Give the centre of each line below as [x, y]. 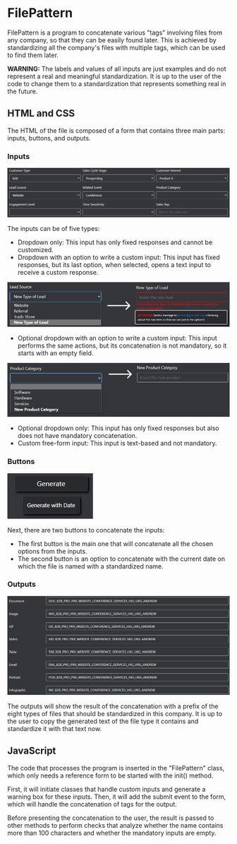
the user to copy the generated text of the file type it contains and [103, 721]
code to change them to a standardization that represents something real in [117, 83]
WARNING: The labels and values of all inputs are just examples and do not [117, 69]
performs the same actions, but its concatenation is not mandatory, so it [122, 346]
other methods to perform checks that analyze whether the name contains [115, 825]
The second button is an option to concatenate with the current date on [121, 559]
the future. [23, 91]
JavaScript [32, 751]
